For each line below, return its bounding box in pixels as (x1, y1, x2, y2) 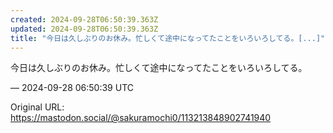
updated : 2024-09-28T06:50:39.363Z (10, 24, 159, 34)
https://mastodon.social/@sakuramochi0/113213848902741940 (10, 112, 272, 124)
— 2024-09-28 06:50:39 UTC (10, 82, 134, 94)
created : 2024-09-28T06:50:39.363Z (10, 14, 159, 25)
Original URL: (10, 101, 65, 113)
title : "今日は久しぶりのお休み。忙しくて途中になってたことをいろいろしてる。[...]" (10, 33, 326, 43)
